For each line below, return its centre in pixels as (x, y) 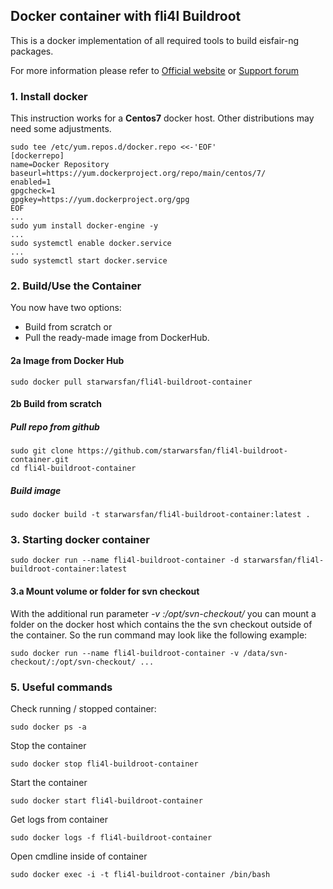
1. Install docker (49, 96)
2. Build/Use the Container (76, 286)
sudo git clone (42, 451)
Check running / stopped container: (83, 708)
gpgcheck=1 (33, 191)
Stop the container (48, 745)
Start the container (49, 782)
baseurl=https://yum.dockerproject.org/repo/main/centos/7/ (138, 174)
